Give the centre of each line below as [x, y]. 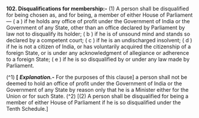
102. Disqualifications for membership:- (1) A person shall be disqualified [98, 9]
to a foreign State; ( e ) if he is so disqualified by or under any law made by [98, 59]
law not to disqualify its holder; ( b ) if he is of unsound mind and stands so [98, 34]
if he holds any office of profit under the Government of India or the [107, 21]
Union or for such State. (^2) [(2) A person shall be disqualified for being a [97, 96]
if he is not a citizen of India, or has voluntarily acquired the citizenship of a [99, 46]
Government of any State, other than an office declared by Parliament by [96, 27]
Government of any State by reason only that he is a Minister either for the [98, 90]
